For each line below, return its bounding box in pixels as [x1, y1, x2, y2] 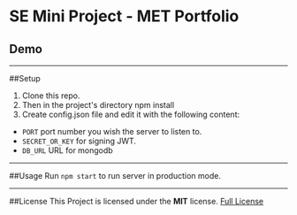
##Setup [9, 73, 42, 83]
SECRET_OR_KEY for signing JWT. [21, 135, 137, 146]
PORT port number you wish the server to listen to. [21, 127, 202, 136]
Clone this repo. [21, 90, 80, 101]
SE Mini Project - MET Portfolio [9, 6, 240, 27]
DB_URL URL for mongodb [21, 145, 113, 156]
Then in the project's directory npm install [21, 100, 175, 110]
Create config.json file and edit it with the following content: [21, 109, 240, 119]
